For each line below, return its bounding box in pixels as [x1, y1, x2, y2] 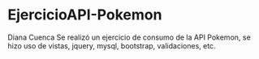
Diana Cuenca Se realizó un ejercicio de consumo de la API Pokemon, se [7, 32, 251, 42]
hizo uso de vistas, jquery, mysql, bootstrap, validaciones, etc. [7, 40, 216, 50]
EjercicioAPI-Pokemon [7, 6, 162, 24]
